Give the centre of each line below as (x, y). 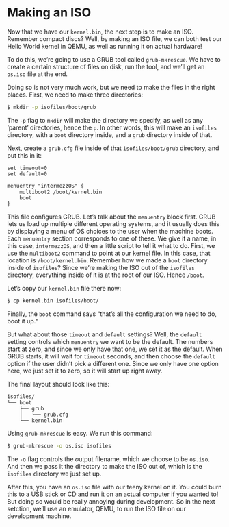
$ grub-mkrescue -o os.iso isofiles (59, 446)
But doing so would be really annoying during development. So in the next (111, 501)
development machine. (39, 516)
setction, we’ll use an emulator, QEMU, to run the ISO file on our (97, 508)
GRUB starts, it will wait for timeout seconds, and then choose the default (111, 356)
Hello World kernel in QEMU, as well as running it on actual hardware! (105, 46)
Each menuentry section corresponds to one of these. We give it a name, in (112, 238)
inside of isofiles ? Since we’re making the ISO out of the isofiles (101, 267)
